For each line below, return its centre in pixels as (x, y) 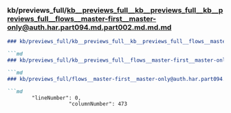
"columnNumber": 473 (98, 104)
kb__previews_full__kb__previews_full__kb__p (145, 10)
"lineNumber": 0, (56, 98)
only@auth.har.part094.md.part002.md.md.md (89, 27)
